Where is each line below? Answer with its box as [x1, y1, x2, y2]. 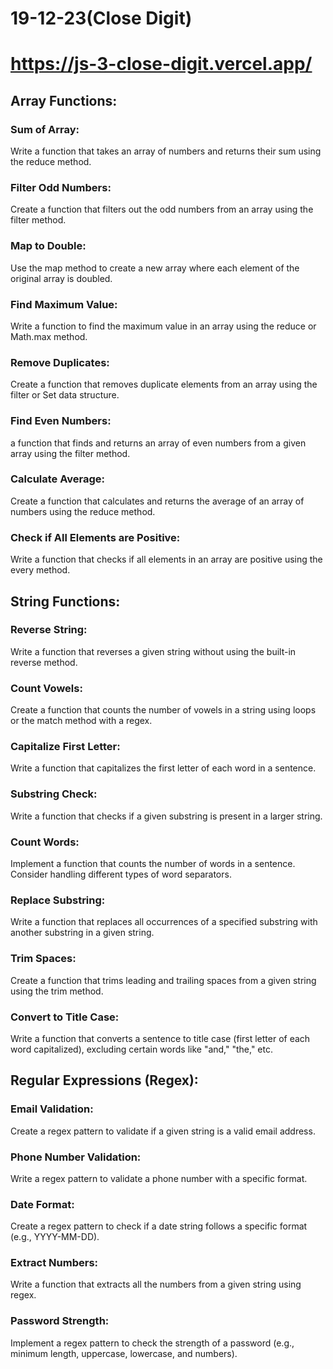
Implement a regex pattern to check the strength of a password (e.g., [10, 1337, 295, 1349]
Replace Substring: [10, 893, 106, 907]
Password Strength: [10, 1314, 110, 1328]
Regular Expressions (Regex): [10, 1072, 199, 1089]
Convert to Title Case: [10, 1010, 120, 1024]
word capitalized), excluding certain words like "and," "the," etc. [10, 1043, 273, 1055]
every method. [10, 564, 71, 576]
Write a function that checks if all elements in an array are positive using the [10, 553, 323, 566]
